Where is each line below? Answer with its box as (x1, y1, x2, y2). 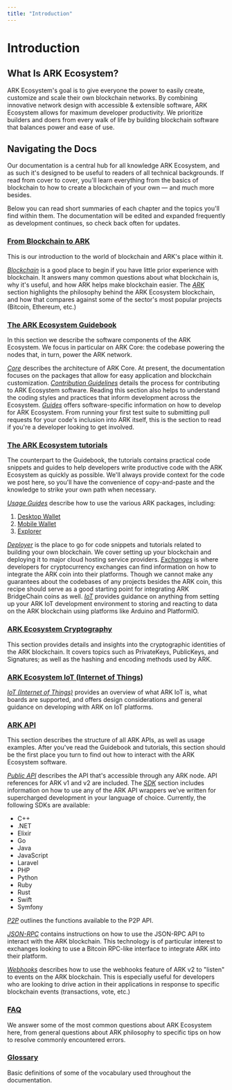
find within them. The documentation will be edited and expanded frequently (7, 212, 226, 220)
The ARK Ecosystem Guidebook (7, 320, 117, 330)
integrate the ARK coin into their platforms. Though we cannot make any (7, 570, 213, 578)
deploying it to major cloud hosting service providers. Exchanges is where (7, 555, 219, 564)
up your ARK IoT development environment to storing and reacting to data (7, 600, 218, 608)
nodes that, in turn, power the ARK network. (7, 351, 133, 359)
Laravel (17, 859, 39, 867)
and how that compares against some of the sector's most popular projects (7, 295, 222, 303)
